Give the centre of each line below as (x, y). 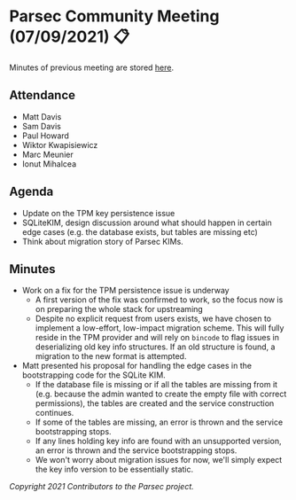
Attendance (43, 95)
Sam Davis (42, 126)
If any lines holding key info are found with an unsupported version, (158, 441)
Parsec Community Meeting (114, 16)
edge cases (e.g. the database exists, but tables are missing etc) (140, 231)
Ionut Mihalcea (49, 164)
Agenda (31, 192)
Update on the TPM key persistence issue (98, 213)
